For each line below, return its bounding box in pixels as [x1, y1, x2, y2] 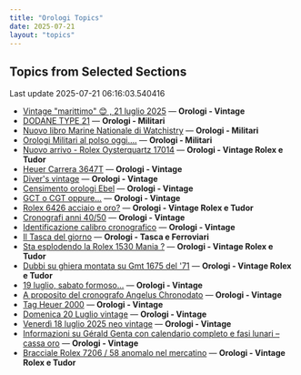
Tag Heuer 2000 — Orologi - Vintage [22, 299, 164, 310]
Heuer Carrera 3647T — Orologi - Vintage [22, 164, 183, 175]
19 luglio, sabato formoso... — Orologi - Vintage [22, 279, 203, 291]
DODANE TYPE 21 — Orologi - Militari [22, 116, 166, 127]
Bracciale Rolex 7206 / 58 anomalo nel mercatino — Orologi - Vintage [22, 348, 286, 359]
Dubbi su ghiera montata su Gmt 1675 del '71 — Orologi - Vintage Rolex [22, 260, 292, 271]
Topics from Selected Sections [9, 64, 187, 79]
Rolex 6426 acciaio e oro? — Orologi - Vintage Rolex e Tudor [22, 202, 254, 214]
